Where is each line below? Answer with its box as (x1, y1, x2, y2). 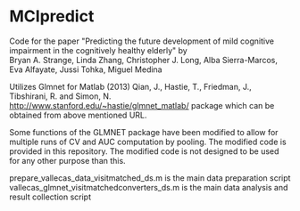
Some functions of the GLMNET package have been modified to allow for (9, 126, 279, 137)
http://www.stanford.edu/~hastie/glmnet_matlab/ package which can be (9, 100, 275, 110)
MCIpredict (9, 6, 95, 27)
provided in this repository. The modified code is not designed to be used (9, 145, 279, 157)
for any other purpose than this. (9, 155, 127, 166)
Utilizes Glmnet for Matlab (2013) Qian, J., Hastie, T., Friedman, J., (9, 81, 252, 92)
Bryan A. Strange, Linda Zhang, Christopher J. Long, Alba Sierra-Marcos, (9, 54, 279, 65)
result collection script (9, 191, 92, 202)
